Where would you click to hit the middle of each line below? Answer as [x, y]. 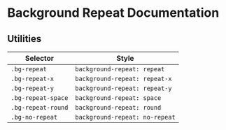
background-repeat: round [118, 107]
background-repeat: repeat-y [123, 88]
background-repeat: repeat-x [123, 79]
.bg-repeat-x [33, 79]
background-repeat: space [118, 98]
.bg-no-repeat [34, 117]
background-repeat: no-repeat [125, 117]
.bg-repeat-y [33, 88]
